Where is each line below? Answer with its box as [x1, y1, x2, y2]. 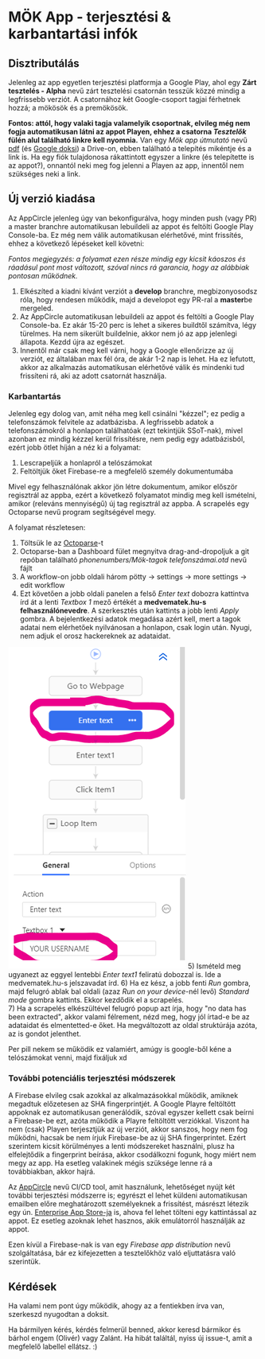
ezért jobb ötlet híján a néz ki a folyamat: [8, 442, 142, 453]
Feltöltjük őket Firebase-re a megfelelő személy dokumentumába [19, 466, 233, 477]
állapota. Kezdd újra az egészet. [19, 337, 126, 346]
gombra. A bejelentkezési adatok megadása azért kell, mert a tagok [19, 614, 241, 624]
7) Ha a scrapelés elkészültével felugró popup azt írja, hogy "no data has [8, 1003, 247, 1014]
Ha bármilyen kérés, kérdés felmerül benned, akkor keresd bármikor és [8, 1325, 241, 1334]
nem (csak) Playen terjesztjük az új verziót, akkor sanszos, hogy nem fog [8, 1124, 248, 1134]
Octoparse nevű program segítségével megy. [8, 508, 157, 517]
